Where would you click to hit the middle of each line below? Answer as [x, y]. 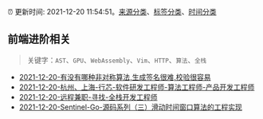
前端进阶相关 [39, 40]
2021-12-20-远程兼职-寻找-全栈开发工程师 [88, 97]
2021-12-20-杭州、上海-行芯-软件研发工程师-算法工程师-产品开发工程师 [137, 87]
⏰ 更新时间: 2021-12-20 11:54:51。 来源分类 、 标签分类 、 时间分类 [112, 12]
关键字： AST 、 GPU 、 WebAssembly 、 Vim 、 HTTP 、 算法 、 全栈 [117, 60]
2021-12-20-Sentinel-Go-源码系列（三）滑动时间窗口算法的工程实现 [130, 107]
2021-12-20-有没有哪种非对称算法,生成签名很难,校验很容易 [115, 77]
